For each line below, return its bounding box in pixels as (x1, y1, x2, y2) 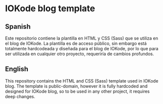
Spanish (5, 22, 31, 31)
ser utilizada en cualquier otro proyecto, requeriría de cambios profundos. (5, 51, 154, 57)
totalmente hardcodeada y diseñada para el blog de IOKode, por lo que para (5, 46, 159, 51)
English (5, 65, 28, 73)
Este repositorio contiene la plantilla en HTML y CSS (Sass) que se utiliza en (5, 35, 158, 41)
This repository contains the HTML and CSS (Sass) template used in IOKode (5, 78, 159, 83)
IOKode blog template (5, 3, 95, 14)
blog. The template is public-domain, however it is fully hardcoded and (5, 83, 148, 89)
